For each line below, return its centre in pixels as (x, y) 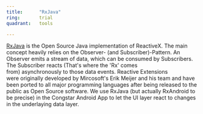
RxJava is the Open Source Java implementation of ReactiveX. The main (97, 46)
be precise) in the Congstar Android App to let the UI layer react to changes (101, 98)
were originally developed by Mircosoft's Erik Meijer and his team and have (101, 78)
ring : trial (30, 18)
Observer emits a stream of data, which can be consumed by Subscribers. (100, 59)
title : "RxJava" (34, 12)
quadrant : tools (30, 23)
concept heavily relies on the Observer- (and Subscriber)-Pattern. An (93, 52)
